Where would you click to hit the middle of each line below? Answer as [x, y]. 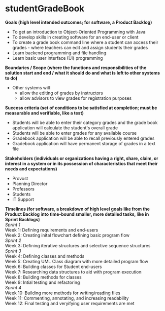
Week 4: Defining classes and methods [45, 256]
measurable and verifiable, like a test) [45, 113]
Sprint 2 [13, 240]
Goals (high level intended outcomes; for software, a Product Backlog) [79, 22]
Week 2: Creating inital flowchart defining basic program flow [67, 235]
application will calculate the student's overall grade [65, 128]
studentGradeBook [45, 9]
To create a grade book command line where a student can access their [85, 42]
